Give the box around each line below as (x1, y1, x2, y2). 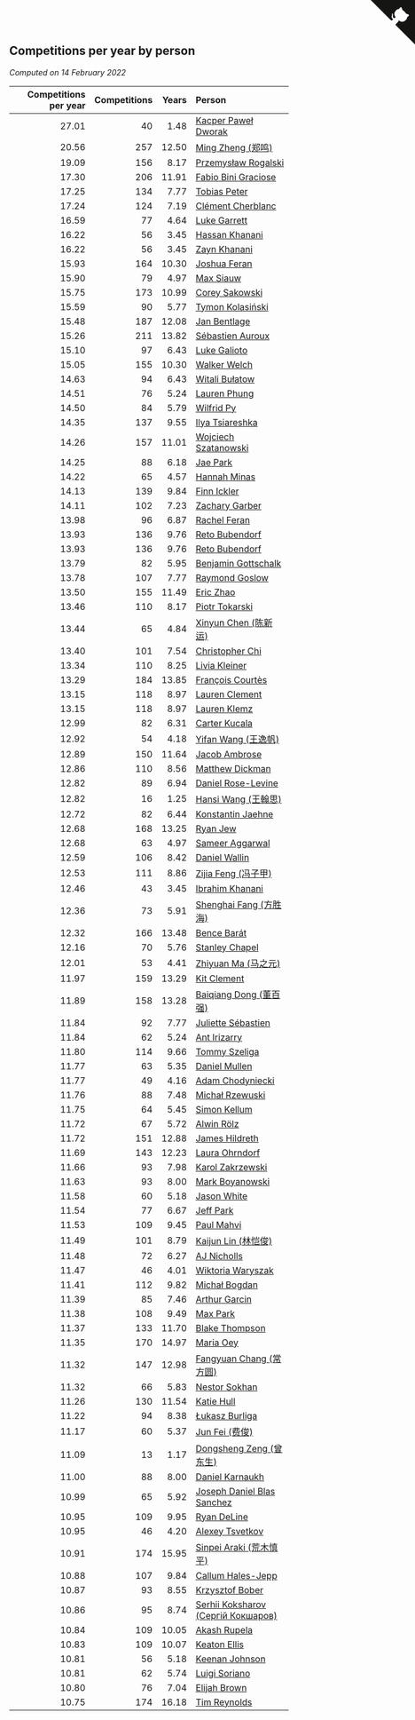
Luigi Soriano (195, 1667, 251, 1679)
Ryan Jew (195, 822, 237, 835)
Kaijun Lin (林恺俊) (195, 1234, 273, 1247)
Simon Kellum (195, 1103, 253, 1115)
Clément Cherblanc (195, 200, 277, 212)
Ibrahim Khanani (195, 882, 263, 894)
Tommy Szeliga (195, 1045, 260, 1058)
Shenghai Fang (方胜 (195, 898, 282, 910)
